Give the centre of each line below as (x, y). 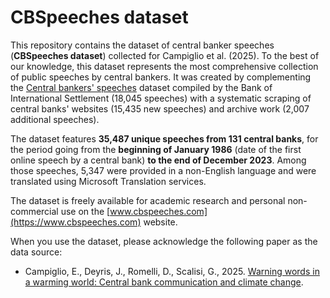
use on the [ (85, 211)
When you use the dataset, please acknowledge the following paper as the (164, 241)
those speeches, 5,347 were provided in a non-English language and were (163, 170)
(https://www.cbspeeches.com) (76, 222)
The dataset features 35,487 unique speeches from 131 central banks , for (164, 138)
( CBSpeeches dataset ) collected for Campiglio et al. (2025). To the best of (165, 55)
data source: (36, 252)
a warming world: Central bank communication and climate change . (164, 282)
